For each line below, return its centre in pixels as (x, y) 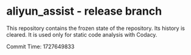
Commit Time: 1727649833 (41, 46)
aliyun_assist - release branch (84, 11)
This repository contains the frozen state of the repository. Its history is (95, 28)
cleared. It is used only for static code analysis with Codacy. (82, 34)
